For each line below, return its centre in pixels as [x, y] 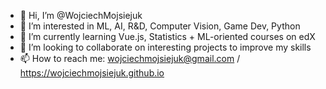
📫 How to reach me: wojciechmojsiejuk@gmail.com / [130, 58]
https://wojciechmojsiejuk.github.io [92, 73]
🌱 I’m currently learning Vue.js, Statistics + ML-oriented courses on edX [167, 36]
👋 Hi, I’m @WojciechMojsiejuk [81, 15]
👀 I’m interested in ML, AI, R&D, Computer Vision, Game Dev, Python [160, 26]
